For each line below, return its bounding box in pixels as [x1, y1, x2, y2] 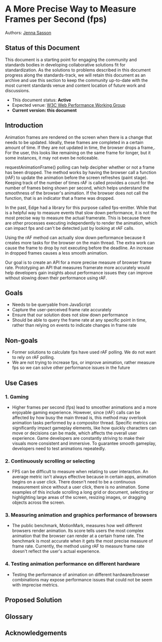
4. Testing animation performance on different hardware [5, 561, 140, 567]
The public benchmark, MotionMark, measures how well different [12, 523, 143, 529]
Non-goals [5, 336, 38, 345]
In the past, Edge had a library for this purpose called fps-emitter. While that [5, 205, 157, 210]
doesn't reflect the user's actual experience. [12, 548, 101, 554]
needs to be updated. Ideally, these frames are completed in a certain [5, 139, 144, 145]
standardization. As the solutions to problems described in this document [5, 67, 151, 73]
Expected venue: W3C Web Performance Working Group [12, 102, 126, 108]
